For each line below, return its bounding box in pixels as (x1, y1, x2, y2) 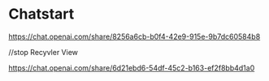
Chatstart (8, 5, 75, 23)
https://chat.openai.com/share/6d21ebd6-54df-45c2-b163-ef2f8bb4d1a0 (8, 62, 255, 73)
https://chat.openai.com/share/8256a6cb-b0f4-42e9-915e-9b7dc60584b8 (8, 32, 261, 41)
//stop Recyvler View (8, 47, 79, 57)
